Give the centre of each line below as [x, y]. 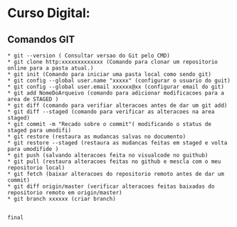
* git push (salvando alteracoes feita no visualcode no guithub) [108, 155]
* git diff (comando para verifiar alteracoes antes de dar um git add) [117, 105]
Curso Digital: [49, 13]
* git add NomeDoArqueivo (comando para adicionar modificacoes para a [116, 93]
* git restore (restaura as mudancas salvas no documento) [97, 137]
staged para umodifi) [39, 130]
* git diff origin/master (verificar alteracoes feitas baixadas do [111, 186]
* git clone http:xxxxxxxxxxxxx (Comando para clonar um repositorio [113, 62]
